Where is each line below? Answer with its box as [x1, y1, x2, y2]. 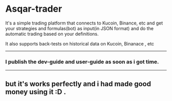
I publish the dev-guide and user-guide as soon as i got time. [5, 58, 159, 65]
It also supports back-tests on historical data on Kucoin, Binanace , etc [5, 40, 155, 46]
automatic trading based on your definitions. [5, 31, 99, 37]
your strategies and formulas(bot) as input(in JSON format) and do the [5, 25, 154, 31]
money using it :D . [5, 87, 67, 96]
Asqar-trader [5, 3, 62, 15]
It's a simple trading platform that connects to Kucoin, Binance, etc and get [5, 20, 163, 26]
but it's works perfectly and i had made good [5, 80, 151, 88]
